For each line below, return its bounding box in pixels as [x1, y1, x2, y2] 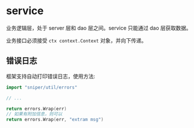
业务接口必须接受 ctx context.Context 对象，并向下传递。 [6, 37, 147, 44]
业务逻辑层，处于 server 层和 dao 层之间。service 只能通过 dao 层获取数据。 [6, 24, 192, 31]
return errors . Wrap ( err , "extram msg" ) [6, 117, 104, 123]
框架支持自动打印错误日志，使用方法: [6, 73, 96, 80]
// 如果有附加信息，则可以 [6, 111, 63, 117]
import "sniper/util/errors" [6, 84, 78, 90]
